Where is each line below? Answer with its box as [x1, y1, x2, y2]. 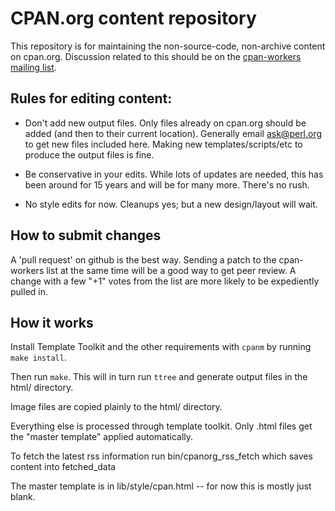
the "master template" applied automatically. [10, 431, 194, 443]
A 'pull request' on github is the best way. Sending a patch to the [10, 253, 277, 266]
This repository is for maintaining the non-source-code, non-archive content [10, 40, 326, 52]
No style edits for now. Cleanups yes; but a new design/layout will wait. [24, 198, 318, 210]
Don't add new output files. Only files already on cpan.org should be [24, 117, 307, 129]
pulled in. [10, 285, 48, 297]
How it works [10, 314, 94, 331]
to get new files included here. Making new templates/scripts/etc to [24, 138, 303, 150]
